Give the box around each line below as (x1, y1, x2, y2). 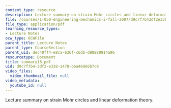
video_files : (5, 69, 33, 74)
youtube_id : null (10, 83, 47, 88)
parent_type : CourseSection (5, 45, 65, 50)
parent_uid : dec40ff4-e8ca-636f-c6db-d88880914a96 (5, 50, 115, 55)
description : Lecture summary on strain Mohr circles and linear (5, 12, 147, 17)
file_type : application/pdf (5, 21, 65, 27)
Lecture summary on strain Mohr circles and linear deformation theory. (5, 97, 154, 103)
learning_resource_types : (5, 26, 60, 31)
